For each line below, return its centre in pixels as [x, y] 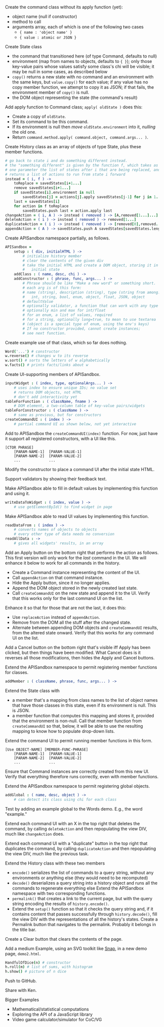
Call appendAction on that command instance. [58, 577]
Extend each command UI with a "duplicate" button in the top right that [76, 843]
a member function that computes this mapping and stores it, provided [83, 715]
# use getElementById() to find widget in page [63, 507]
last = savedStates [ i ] [37, 201]
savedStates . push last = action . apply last [67, 211]
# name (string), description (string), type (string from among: [92, 292]
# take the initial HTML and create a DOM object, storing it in [91, 265]
